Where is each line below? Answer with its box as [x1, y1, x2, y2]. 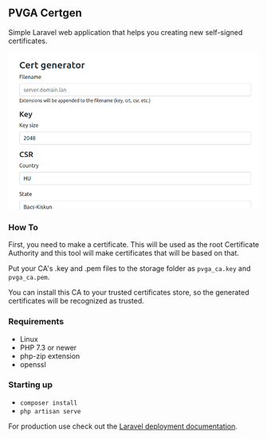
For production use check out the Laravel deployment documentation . [8, 421, 238, 431]
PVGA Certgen [8, 6, 82, 20]
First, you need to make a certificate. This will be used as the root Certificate [8, 240, 260, 249]
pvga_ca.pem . [8, 272, 50, 282]
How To [8, 221, 38, 233]
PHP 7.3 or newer [19, 343, 77, 352]
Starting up [8, 379, 53, 390]
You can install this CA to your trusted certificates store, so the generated [8, 288, 249, 297]
